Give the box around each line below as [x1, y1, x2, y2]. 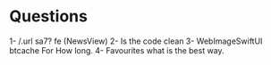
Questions [9, 6, 88, 27]
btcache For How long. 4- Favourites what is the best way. [9, 45, 225, 55]
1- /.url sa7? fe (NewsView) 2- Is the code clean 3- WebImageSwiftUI [9, 36, 263, 46]
